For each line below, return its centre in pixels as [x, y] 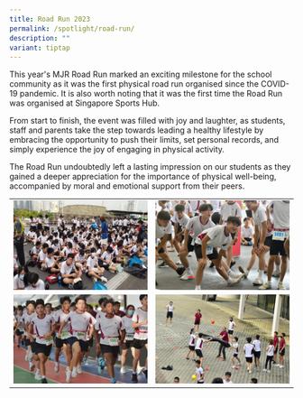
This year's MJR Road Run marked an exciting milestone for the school [141, 74]
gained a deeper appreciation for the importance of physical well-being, [143, 177]
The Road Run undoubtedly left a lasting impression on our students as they [150, 167]
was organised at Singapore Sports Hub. [85, 103]
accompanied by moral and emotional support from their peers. [127, 186]
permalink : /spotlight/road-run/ [72, 28]
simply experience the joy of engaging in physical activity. [117, 150]
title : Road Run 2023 [50, 19]
